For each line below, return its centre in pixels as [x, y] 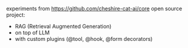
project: [16, 15]
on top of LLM [32, 33]
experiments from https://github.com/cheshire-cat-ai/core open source [94, 9]
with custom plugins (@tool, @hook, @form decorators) [84, 39]
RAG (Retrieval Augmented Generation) [63, 26]
